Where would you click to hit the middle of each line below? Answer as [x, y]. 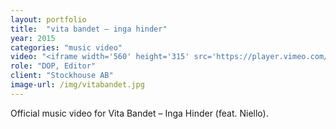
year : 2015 [33, 38]
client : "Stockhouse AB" [62, 76]
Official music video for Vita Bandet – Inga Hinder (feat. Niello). [139, 113]
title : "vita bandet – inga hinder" [89, 29]
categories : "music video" [66, 47]
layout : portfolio [48, 19]
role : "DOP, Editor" [53, 66]
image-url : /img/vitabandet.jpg [77, 85]
